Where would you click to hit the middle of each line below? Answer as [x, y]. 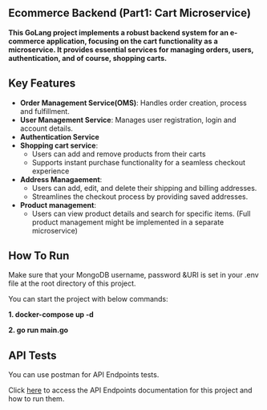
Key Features [42, 83]
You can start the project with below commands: [88, 299]
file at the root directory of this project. [72, 283]
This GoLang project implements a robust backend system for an [118, 32]
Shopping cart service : [59, 145]
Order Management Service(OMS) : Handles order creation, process [133, 103]
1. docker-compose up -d [51, 315]
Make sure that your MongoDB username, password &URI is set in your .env [133, 275]
